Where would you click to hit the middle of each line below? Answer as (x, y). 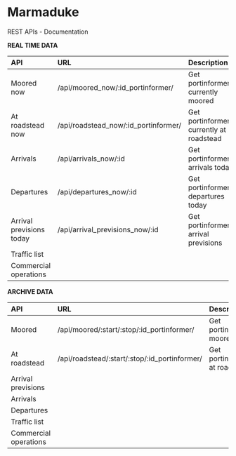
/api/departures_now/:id (97, 192)
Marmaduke (43, 12)
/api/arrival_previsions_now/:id (108, 229)
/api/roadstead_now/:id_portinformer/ (119, 125)
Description (208, 62)
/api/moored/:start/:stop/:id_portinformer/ (126, 329)
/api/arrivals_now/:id (91, 159)
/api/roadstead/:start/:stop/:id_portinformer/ (130, 358)
